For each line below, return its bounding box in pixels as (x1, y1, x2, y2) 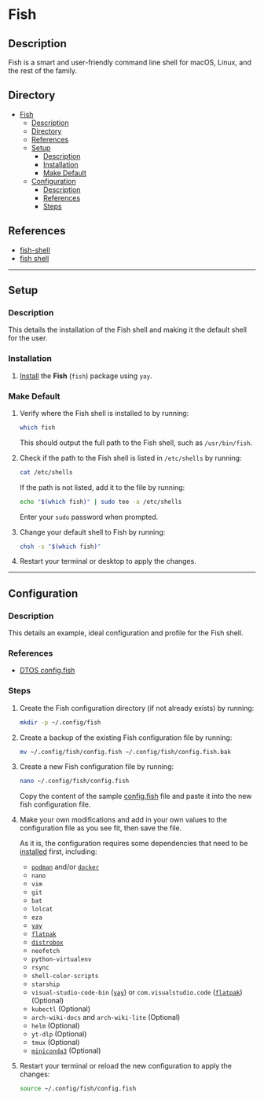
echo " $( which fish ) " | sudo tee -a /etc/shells (19, 498, 182, 506)
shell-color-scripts (31, 973, 99, 980)
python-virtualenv (31, 955, 92, 964)
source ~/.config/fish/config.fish (19, 1085, 137, 1093)
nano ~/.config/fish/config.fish (19, 777, 130, 785)
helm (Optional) (31, 1021, 80, 1031)
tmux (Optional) (31, 1038, 80, 1047)
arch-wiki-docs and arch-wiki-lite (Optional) (31, 1013, 181, 1022)
